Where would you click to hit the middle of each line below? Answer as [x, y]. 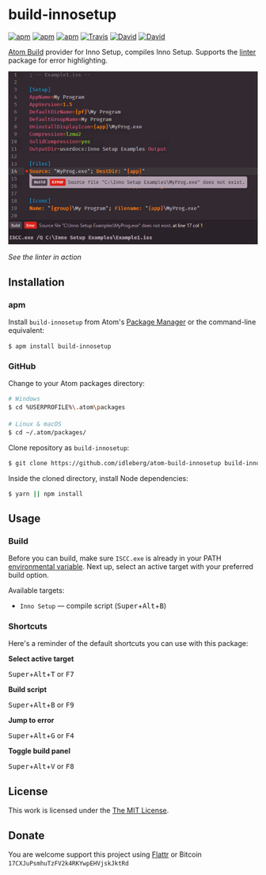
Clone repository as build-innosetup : [69, 447]
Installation [36, 282]
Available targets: [36, 590]
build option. [28, 575]
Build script [28, 690]
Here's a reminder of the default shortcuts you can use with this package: [128, 644]
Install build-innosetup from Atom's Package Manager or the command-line [132, 322]
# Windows [25, 399]
